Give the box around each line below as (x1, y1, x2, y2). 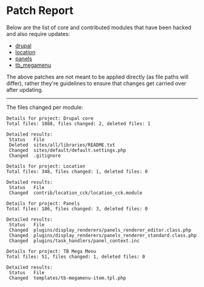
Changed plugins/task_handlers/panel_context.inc (8, 238, 140, 244)
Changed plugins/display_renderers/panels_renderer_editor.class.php (8, 227, 191, 233)
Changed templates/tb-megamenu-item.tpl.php (8, 275, 126, 281)
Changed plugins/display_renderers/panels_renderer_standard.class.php (8, 232, 197, 238)
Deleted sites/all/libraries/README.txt (8, 142, 115, 148)
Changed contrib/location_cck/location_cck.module (8, 190, 143, 196)
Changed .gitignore (8, 153, 61, 159)
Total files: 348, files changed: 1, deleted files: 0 (6, 168, 148, 175)
